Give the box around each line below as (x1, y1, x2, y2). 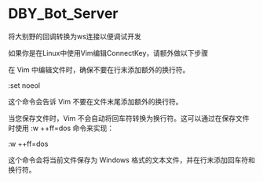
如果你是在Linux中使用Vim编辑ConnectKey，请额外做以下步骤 (8, 48, 209, 57)
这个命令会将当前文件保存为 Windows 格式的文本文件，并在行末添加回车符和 (8, 155, 255, 165)
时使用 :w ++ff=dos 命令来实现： (8, 123, 115, 133)
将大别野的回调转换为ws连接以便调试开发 (8, 31, 141, 41)
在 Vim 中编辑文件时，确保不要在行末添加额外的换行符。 (8, 64, 190, 75)
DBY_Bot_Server (8, 5, 119, 23)
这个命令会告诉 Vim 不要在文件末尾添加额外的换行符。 (8, 96, 183, 106)
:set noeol (8, 80, 41, 90)
